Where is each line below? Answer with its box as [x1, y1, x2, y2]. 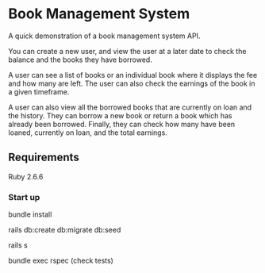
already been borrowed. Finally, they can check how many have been [8, 119, 236, 129]
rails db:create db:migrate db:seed [8, 225, 121, 235]
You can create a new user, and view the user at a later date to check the [8, 46, 247, 56]
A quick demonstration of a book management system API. [8, 31, 201, 40]
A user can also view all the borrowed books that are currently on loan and [8, 102, 252, 112]
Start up [8, 191, 40, 202]
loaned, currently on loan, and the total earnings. [8, 128, 168, 137]
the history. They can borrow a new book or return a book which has [8, 110, 232, 120]
